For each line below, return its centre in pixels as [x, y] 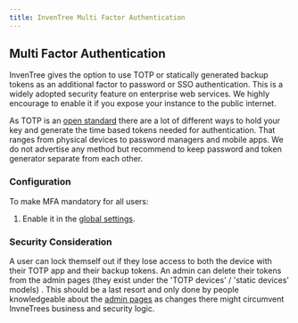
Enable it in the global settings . [79, 219]
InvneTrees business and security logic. [82, 309]
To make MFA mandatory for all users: [79, 201]
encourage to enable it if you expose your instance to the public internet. [143, 104]
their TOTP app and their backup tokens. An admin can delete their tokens [145, 271]
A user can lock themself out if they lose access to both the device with [141, 261]
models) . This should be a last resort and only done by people [124, 290]
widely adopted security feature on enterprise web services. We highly [140, 94]
